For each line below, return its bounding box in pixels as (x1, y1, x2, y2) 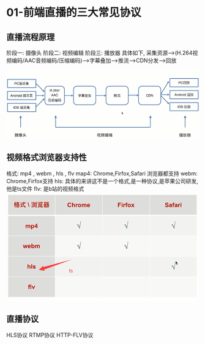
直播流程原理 (6, 32, 55, 42)
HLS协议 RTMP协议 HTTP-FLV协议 (6, 331, 94, 339)
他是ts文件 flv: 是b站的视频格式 (6, 185, 84, 192)
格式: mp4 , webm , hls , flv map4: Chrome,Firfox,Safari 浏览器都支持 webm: (6, 169, 198, 177)
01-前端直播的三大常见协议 (6, 5, 142, 20)
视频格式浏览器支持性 (6, 152, 87, 163)
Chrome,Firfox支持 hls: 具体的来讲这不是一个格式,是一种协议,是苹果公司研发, (6, 177, 199, 185)
